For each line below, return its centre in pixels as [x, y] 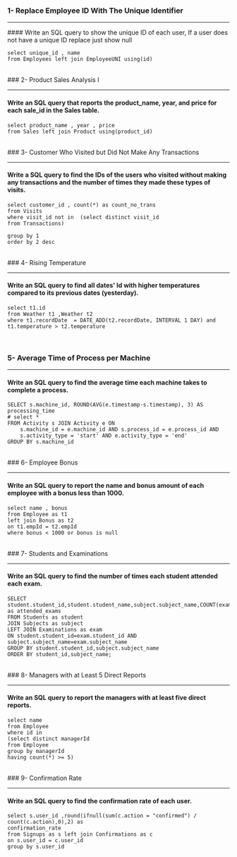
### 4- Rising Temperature [47, 262]
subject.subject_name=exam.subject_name [68, 642]
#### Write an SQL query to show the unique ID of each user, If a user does [117, 33]
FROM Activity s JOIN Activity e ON [61, 424]
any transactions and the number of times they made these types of [109, 182]
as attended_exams [34, 611]
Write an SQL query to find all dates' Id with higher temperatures [104, 286]
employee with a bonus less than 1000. [66, 493]
